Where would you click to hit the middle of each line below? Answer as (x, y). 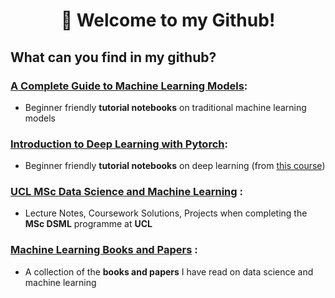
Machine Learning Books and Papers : (104, 250)
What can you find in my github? (113, 57)
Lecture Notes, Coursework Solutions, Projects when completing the (166, 213)
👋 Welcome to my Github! (168, 20)
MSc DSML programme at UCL (88, 224)
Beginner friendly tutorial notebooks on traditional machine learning (165, 107)
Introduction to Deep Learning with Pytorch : (119, 144)
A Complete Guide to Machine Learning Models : (129, 86)
